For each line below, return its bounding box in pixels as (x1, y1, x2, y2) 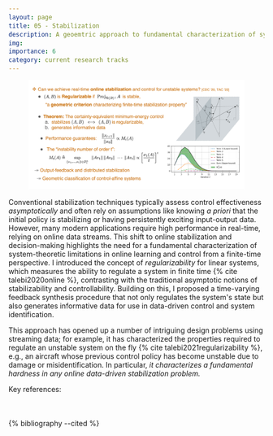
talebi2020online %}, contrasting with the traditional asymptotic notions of (8, 275, 258, 285)
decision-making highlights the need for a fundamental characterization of (8, 240, 258, 250)
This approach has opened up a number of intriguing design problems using (8, 325, 264, 335)
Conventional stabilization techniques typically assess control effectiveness (8, 197, 262, 207)
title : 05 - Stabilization (8, 21, 100, 30)
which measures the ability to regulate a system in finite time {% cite (8, 266, 238, 276)
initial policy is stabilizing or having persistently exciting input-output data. (8, 214, 257, 224)
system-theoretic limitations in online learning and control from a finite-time (8, 249, 262, 259)
